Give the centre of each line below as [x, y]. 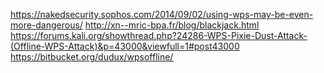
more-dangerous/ [46, 25]
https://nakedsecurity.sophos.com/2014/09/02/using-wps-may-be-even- [162, 14]
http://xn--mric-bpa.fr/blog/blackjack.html [172, 25]
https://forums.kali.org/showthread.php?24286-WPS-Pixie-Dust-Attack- [159, 35]
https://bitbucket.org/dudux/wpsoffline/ [92, 57]
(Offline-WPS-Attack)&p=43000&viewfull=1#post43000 [125, 46]
